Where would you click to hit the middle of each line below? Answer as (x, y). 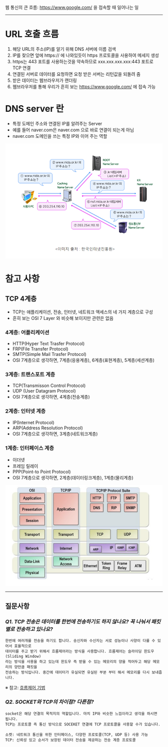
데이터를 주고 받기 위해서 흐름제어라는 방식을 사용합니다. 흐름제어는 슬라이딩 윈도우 (80, 651)
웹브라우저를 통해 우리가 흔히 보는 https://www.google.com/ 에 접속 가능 (84, 86)
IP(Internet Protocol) (33, 422)
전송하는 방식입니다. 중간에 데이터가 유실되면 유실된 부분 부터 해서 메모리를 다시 (77, 673)
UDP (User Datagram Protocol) (44, 391)
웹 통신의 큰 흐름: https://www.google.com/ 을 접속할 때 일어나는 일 (72, 7)
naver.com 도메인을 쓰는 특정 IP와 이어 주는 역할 (60, 136)
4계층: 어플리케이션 (27, 332)
